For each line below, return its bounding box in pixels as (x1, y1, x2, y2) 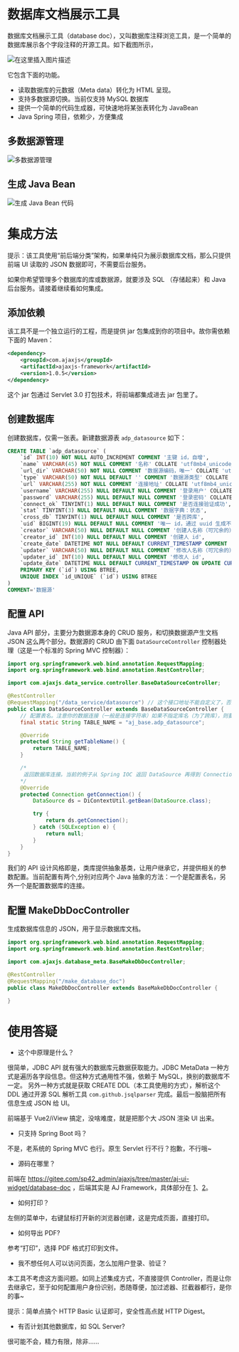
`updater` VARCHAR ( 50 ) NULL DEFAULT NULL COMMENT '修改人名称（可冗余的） (20, 546, 235, 554)
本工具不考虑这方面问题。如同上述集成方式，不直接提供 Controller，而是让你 (7, 1274, 232, 1283)
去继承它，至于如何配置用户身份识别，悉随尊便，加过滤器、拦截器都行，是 (7, 1283, 225, 1292)
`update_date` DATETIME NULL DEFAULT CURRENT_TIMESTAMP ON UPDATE (20, 560, 221, 567)
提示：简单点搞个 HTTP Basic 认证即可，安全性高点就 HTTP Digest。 (7, 1307, 209, 1316)
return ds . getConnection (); (45, 817, 129, 824)
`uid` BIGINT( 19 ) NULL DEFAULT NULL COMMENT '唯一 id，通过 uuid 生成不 (20, 520, 232, 527)
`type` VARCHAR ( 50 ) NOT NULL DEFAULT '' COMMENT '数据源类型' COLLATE (20, 474, 229, 481)
